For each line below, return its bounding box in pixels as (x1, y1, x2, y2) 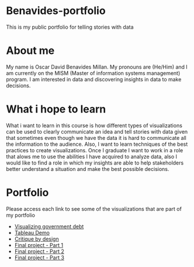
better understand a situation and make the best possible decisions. (6, 165, 169, 172)
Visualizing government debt (14, 222, 84, 230)
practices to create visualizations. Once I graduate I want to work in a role (6, 146, 183, 153)
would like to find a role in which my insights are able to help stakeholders (6, 159, 184, 166)
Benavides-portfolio (6, 4, 106, 18)
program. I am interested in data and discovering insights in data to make (6, 76, 182, 83)
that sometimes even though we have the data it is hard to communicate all (6, 134, 187, 141)
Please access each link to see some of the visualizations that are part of (6, 205, 182, 212)
